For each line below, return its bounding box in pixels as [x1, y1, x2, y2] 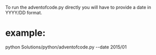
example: [5, 27, 46, 39]
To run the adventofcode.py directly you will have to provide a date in [5, 5, 151, 10]
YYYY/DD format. [5, 10, 42, 16]
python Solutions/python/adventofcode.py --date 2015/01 [5, 44, 127, 50]
